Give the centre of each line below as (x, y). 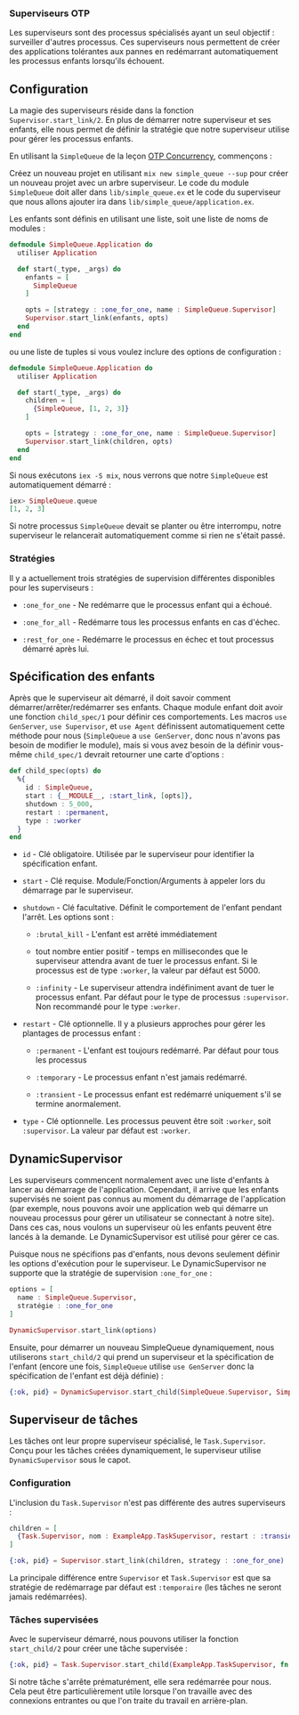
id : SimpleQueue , (59, 788)
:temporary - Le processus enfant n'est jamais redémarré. (141, 1077)
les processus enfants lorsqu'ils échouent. (87, 61)
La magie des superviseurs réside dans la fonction (101, 110)
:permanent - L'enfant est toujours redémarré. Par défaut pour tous (157, 1051)
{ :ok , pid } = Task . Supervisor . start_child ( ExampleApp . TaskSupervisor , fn (149, 1665)
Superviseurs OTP (50, 13)
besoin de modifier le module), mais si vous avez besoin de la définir (135, 745)
